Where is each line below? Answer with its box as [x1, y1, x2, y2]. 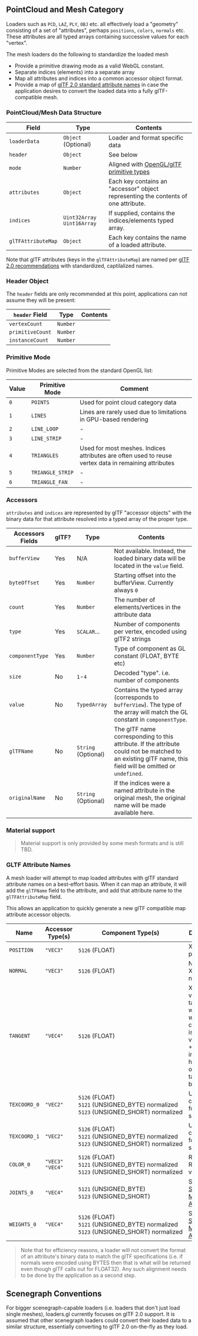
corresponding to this [114, 733, 174, 740]
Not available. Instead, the [114, 547, 186, 555]
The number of [114, 596, 156, 604]
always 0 [114, 586, 138, 594]
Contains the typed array [114, 686, 183, 694]
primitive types [108, 168, 150, 176]
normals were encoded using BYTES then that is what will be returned [20, 1259, 191, 1266]
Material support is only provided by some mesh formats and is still [20, 840, 184, 847]
